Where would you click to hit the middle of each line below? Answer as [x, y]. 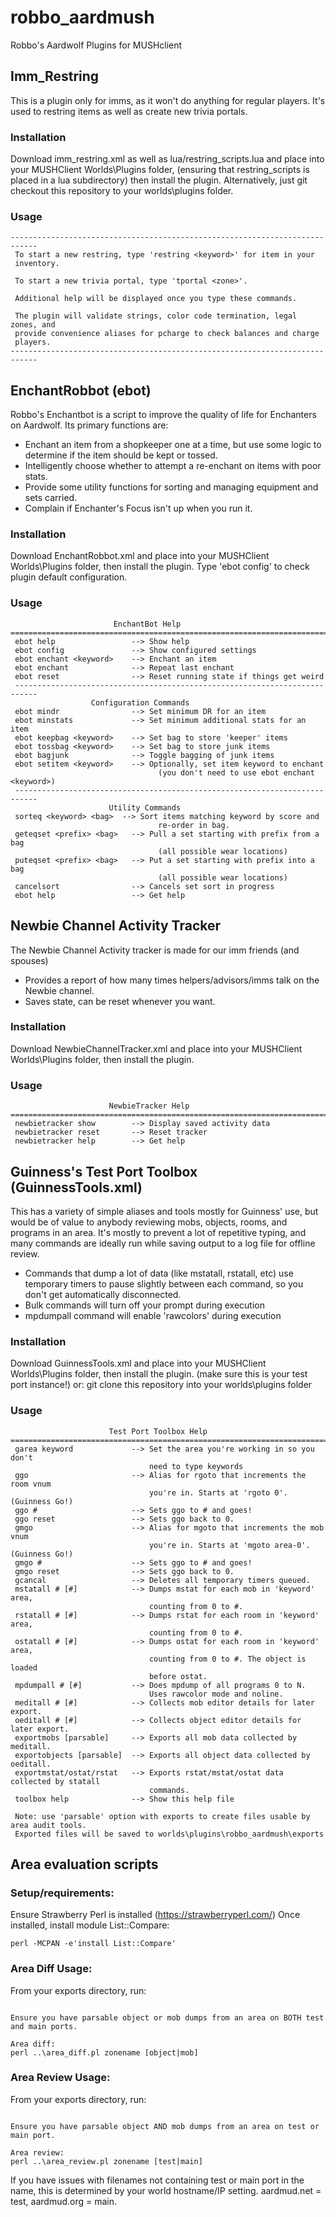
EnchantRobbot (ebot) [81, 390]
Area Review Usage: [60, 2078]
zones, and [33, 325]
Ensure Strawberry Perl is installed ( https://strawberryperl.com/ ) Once [155, 1915]
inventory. [37, 264]
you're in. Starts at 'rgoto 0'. [218, 1492]
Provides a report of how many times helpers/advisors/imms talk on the [172, 980]
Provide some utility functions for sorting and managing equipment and [171, 487]
